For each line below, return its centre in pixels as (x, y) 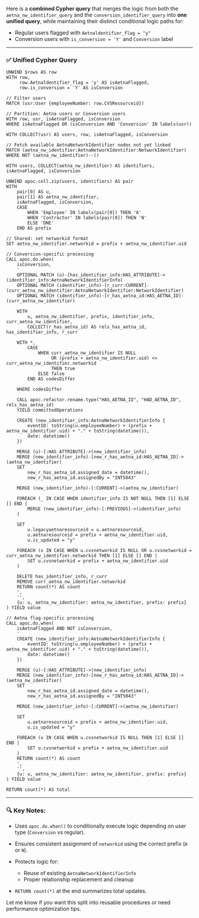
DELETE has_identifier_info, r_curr (62, 577)
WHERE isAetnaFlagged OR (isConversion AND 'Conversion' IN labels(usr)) (99, 124)
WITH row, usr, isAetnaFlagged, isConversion (63, 119)
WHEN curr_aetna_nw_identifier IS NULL (87, 353)
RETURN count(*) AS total (38, 790)
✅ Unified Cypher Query (42, 60)
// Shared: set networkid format (47, 239)
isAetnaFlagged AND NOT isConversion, (65, 629)
